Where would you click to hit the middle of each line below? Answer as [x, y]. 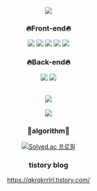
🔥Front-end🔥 [48, 28]
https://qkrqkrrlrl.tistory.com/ [48, 180]
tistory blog [48, 165]
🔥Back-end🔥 [48, 62]
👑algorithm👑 [48, 131]
